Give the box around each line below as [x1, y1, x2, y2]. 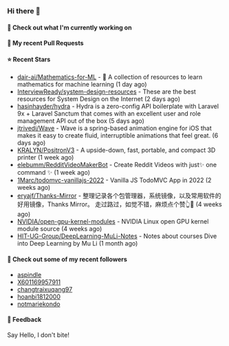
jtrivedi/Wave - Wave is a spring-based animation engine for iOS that [17, 124, 212, 133]
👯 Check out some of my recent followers [7, 255, 127, 263]
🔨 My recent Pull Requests [7, 39, 84, 47]
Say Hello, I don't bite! [7, 330, 70, 339]
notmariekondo [17, 299, 61, 308]
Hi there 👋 [7, 6, 41, 16]
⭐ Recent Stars [7, 55, 51, 63]
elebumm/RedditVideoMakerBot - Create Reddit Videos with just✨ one [17, 161, 217, 169]
